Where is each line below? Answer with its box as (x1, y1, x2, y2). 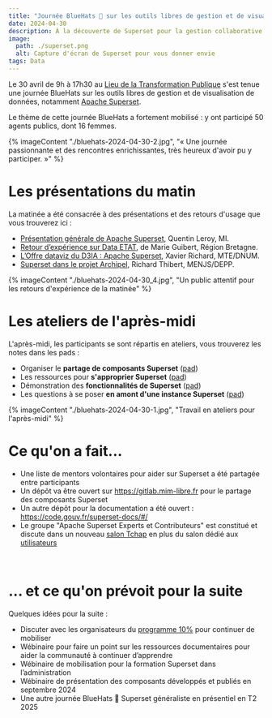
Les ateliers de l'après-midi (8, 312, 196, 330)
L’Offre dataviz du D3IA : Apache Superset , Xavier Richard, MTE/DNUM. (19, 251, 261, 260)
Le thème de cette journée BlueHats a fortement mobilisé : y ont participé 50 (8, 112, 264, 122)
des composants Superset (19, 494, 108, 504)
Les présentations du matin (8, 183, 196, 201)
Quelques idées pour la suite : (8, 608, 108, 618)
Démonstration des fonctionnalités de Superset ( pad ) (19, 380, 202, 390)
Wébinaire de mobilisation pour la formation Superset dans (19, 659, 216, 669)
